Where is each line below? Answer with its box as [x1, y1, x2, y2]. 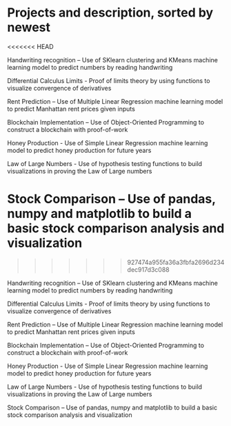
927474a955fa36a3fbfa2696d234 [127, 258, 225, 266]
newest [7, 19, 50, 35]
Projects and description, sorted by [7, 5, 214, 21]
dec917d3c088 [127, 265, 170, 274]
